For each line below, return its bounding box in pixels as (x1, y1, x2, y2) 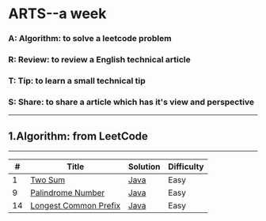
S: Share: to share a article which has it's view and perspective (8, 96, 255, 107)
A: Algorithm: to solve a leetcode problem (8, 33, 172, 44)
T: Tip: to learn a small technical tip (8, 75, 146, 86)
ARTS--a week (8, 5, 107, 23)
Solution (127, 161, 161, 172)
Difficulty (168, 161, 204, 172)
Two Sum (30, 174, 66, 185)
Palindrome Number (30, 187, 105, 198)
